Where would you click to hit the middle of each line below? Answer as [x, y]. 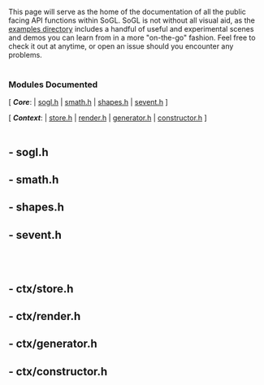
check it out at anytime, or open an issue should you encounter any [121, 46]
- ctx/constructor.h [58, 372]
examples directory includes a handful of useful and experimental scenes [131, 29]
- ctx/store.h [41, 289]
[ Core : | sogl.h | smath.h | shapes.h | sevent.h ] [88, 102]
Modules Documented [53, 84]
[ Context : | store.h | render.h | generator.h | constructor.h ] [108, 118]
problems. [25, 55]
